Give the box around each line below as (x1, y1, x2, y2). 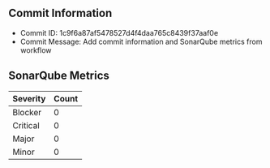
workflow (19, 45, 52, 55)
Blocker (12, 106, 42, 118)
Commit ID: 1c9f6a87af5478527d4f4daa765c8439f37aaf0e (19, 28, 219, 37)
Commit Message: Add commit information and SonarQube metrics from (19, 37, 263, 46)
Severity (12, 93, 46, 104)
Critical (12, 119, 41, 131)
